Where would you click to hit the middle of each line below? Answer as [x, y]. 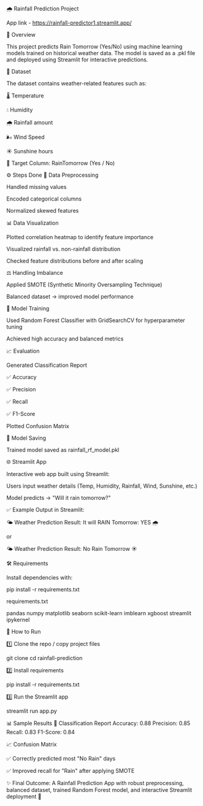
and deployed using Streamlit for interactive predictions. [77, 59]
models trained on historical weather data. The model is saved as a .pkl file [101, 53]
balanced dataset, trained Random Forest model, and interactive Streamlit [99, 790]
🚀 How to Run [24, 631]
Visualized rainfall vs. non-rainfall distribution [63, 249]
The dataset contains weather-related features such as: [77, 83]
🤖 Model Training [28, 308]
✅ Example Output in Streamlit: [45, 510]
